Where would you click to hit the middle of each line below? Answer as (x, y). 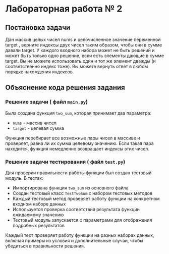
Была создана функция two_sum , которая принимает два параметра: (78, 113)
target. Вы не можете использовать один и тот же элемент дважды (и (81, 61)
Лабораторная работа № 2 (64, 9)
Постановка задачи (38, 28)
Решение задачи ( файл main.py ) (47, 102)
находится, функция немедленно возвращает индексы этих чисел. (77, 148)
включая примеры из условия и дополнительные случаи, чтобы (74, 240)
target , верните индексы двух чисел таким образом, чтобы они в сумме (84, 45)
